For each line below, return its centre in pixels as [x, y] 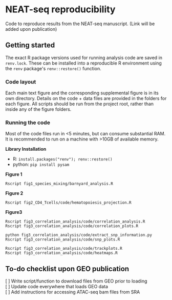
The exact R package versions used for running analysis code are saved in [84, 57]
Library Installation [26, 149]
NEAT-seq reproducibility [60, 9]
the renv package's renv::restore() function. [53, 68]
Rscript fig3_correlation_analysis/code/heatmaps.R [61, 253]
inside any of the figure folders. [38, 109]
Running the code [28, 123]
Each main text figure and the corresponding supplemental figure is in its [82, 93]
